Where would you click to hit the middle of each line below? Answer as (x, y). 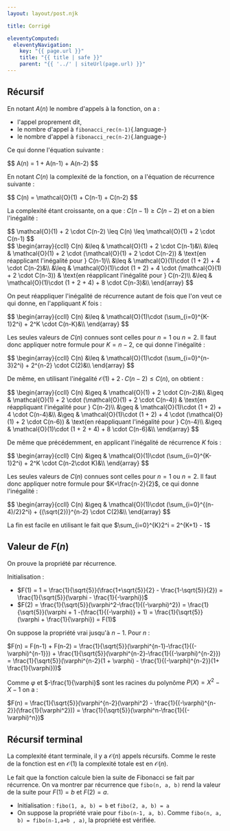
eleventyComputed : (33, 39)
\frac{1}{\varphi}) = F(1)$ (81, 619)
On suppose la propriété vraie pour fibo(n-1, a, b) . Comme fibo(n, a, (119, 812)
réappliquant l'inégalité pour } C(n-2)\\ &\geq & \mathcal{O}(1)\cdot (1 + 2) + (114, 407)
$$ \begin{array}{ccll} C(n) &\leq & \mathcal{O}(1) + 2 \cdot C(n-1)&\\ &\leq (113, 246)
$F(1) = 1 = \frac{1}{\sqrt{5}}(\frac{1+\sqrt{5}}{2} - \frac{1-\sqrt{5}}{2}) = (120, 590)
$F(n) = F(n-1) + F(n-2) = (42, 646)
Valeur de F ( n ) (38, 547)
